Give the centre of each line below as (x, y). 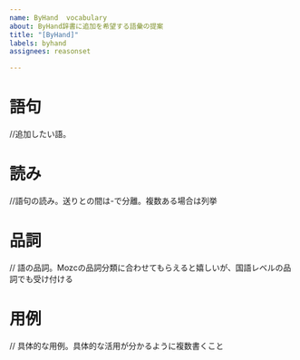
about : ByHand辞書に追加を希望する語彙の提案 (87, 26)
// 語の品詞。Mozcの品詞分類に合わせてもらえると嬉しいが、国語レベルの (146, 268)
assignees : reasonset (50, 52)
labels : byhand (38, 43)
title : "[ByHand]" (44, 34)
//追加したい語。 (40, 134)
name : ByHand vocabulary (58, 18)
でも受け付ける (45, 278)
